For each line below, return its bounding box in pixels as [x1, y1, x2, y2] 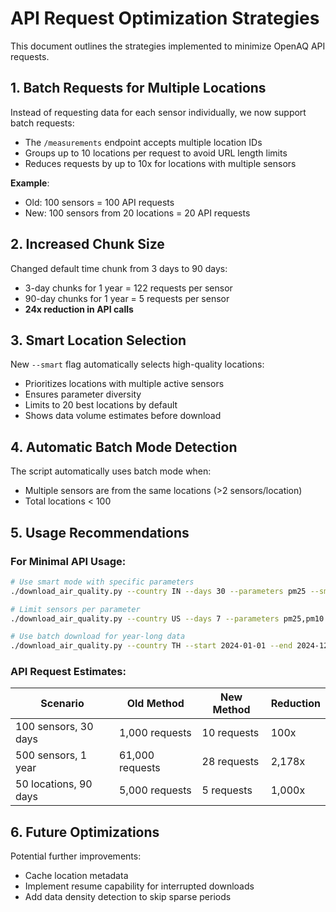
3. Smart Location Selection [10, 332, 187, 349]
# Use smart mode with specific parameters [10, 577, 195, 587]
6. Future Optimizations [10, 823, 160, 841]
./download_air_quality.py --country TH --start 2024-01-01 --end [10, 641, 293, 651]
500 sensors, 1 [15, 748, 88, 762]
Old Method [126, 697, 185, 711]
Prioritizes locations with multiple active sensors [24, 378, 225, 390]
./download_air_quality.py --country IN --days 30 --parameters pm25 [10, 586, 307, 596]
